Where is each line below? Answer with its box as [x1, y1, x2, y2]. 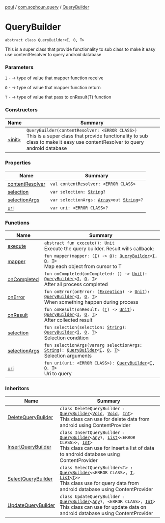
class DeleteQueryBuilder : [59, 406, 125, 412]
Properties [5, 160, 31, 166]
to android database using [59, 451, 120, 458]
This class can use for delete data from [59, 416, 150, 423]
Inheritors [5, 385, 29, 392]
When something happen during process [44, 299, 138, 306]
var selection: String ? [50, 189, 106, 195]
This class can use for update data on [59, 504, 146, 511]
